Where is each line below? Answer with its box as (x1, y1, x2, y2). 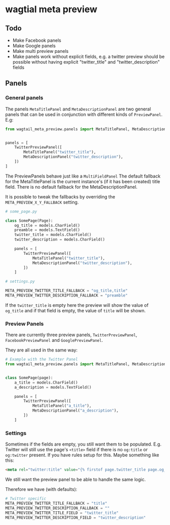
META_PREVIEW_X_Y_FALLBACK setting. (5, 199, 79, 205)
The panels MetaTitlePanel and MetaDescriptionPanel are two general (5, 106, 151, 112)
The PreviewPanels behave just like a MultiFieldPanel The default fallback (5, 173, 161, 179)
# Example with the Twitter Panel (5, 357, 78, 362)
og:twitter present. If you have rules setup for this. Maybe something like (5, 452, 159, 458)
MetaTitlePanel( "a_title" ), (32, 403, 92, 409)
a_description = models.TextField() (14, 385, 92, 390)
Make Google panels (12, 43, 56, 49)
